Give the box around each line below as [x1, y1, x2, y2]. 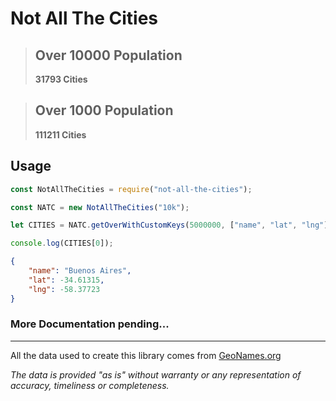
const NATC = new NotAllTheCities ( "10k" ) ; [10, 202, 190, 212]
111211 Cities [34, 128, 87, 141]
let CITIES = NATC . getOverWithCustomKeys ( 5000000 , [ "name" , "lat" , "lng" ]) [10, 220, 333, 231]
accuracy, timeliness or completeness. [10, 379, 170, 391]
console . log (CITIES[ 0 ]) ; [10, 238, 114, 249]
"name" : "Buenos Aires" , [28, 266, 132, 276]
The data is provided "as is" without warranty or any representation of [10, 368, 302, 381]
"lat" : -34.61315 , [28, 275, 105, 285]
